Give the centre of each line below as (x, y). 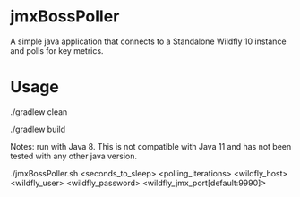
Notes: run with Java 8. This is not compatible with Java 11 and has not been (151, 146)
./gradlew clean (39, 111)
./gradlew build (38, 129)
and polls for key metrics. (57, 50)
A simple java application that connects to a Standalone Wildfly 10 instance (148, 41)
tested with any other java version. (74, 156)
